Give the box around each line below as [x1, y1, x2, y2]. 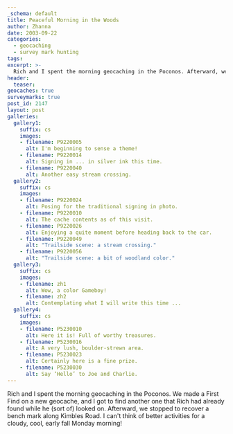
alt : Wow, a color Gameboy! [25, 287, 107, 294]
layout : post [7, 107, 45, 114]
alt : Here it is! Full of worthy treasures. [25, 332, 157, 339]
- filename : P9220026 [19, 222, 82, 229]
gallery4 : [13, 306, 42, 314]
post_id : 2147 [7, 100, 49, 107]
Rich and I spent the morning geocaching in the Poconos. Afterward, [13, 68, 218, 75]
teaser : [13, 81, 36, 88]
